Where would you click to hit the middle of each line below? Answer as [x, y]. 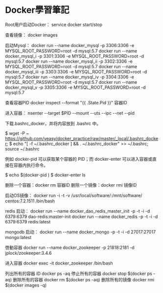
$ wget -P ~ [17, 133]
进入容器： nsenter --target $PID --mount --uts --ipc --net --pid [70, 113]
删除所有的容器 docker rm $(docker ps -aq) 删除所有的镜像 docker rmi [84, 279]
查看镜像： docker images [31, 35]
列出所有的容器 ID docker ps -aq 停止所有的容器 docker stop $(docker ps [79, 273]
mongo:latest [18, 237]
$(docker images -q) [26, 285]
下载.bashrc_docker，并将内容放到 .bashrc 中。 [53, 123]
